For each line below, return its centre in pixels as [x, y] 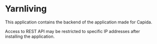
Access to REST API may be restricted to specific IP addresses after [72, 31]
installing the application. [30, 36]
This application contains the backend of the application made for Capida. [78, 22]
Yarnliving [26, 9]
